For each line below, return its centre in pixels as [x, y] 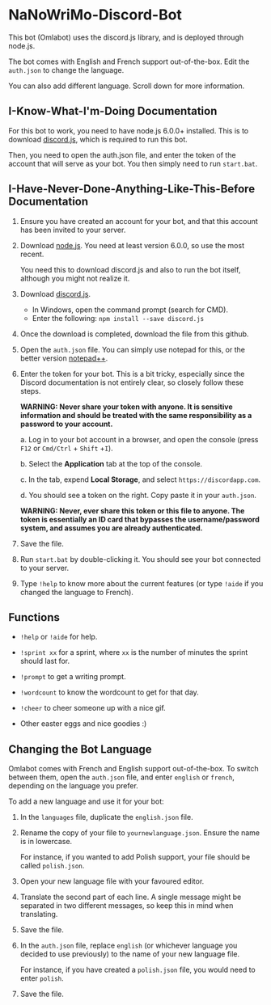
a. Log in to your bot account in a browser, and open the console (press [139, 439]
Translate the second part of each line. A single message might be [131, 897]
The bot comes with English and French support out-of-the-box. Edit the [129, 61]
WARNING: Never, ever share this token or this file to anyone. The [132, 510]
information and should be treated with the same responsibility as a [136, 415]
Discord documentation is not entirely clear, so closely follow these [132, 382]
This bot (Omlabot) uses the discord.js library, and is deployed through [126, 37]
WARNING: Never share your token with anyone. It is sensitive [126, 407]
